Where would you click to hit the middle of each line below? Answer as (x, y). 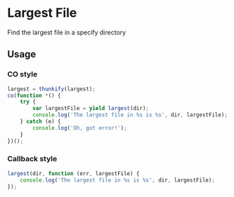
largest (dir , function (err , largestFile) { (73, 173)
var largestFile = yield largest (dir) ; (91, 109)
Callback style (32, 159)
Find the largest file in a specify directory (67, 32)
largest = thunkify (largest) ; (52, 89)
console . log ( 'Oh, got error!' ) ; (80, 128)
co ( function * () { (34, 95)
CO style (22, 74)
